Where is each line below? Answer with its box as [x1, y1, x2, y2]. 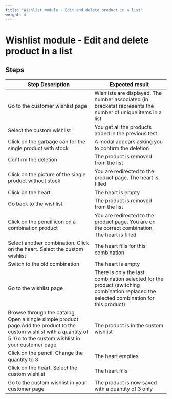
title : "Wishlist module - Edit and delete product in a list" [5, 7, 143, 13]
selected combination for [94, 294, 155, 301]
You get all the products [94, 123, 152, 131]
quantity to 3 [8, 355, 38, 363]
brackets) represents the [94, 102, 154, 109]
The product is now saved [94, 379, 157, 386]
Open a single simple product [8, 316, 78, 323]
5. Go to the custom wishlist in [8, 334, 81, 342]
